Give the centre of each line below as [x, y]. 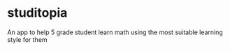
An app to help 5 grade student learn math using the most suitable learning [115, 32]
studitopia [37, 13]
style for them [27, 39]
